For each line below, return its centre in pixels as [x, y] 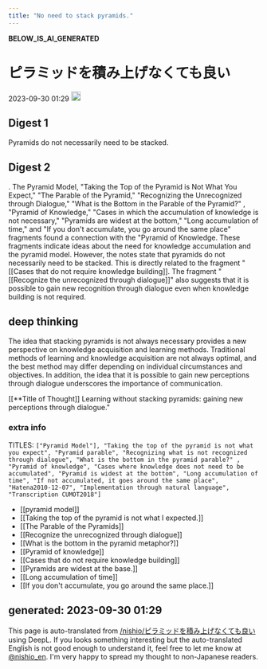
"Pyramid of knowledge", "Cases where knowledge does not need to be [126, 467]
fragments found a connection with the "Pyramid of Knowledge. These [124, 237]
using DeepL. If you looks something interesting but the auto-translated [126, 640]
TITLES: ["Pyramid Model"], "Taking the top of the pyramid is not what [131, 445]
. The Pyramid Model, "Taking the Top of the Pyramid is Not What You [123, 186]
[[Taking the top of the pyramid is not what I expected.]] [112, 518]
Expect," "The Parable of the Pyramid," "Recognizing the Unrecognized [125, 195]
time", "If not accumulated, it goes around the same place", [114, 480]
